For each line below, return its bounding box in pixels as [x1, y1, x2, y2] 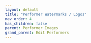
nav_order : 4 [5, 16, 32, 21]
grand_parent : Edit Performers [5, 30, 69, 35]
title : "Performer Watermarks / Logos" [5, 12, 87, 17]
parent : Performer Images [5, 26, 58, 31]
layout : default [5, 7, 38, 12]
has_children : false [5, 21, 48, 26]
